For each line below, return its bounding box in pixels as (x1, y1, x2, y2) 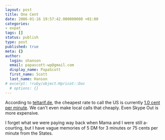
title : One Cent (5, 12, 39, 17)
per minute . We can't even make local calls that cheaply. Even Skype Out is (5, 105, 159, 111)
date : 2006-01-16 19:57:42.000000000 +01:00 (5, 16, 99, 21)
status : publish (5, 35, 39, 40)
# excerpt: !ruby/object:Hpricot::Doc (5, 81, 85, 86)
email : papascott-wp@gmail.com (9, 63, 74, 68)
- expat (5, 26, 21, 31)
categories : (5, 21, 30, 26)
